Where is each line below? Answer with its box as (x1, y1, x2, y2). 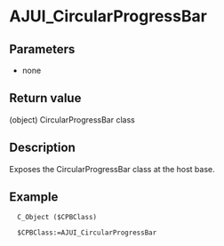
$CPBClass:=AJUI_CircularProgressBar (17, 228, 157, 237)
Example (9, 189, 59, 205)
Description (9, 140, 76, 155)
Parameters (9, 42, 76, 57)
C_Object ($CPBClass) (17, 213, 98, 222)
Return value (9, 91, 82, 106)
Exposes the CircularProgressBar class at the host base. (9, 163, 215, 174)
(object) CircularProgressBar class (9, 114, 135, 125)
